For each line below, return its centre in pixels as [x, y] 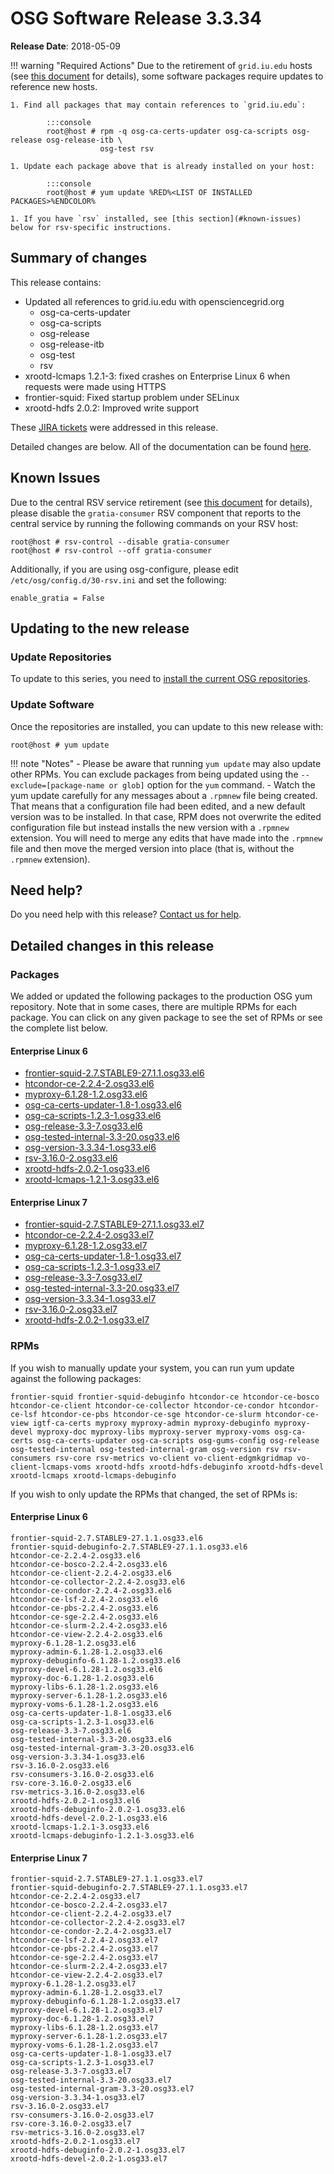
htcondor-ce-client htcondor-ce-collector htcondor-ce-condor [142, 1405]
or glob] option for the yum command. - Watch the [212, 784]
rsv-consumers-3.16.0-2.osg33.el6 [82, 1774]
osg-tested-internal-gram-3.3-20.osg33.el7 [102, 2089]
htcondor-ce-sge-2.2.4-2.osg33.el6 [84, 1617]
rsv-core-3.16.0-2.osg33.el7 [71, 2124]
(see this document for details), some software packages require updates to [167, 76]
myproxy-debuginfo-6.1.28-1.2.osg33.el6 [96, 1660]
